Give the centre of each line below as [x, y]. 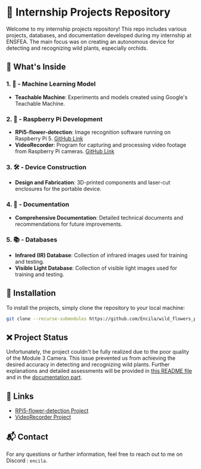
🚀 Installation [31, 293]
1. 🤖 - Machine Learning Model [51, 84]
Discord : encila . [27, 460]
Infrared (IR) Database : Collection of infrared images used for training [101, 255]
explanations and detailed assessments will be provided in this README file [99, 371]
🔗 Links [20, 396]
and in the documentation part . [44, 377]
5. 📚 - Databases [32, 240]
